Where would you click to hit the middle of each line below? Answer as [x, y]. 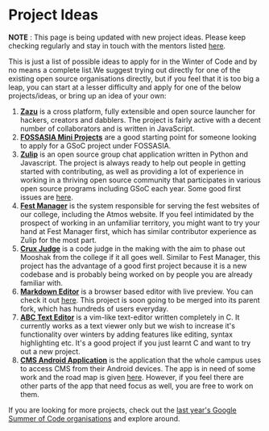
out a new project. [50, 351]
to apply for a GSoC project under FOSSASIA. [95, 145]
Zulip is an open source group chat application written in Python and [134, 154]
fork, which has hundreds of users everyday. [94, 308]
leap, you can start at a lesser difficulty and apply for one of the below [125, 87]
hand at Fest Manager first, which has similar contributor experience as [138, 231]
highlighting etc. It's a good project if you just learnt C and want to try [135, 343]
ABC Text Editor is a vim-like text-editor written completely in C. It [130, 317]
